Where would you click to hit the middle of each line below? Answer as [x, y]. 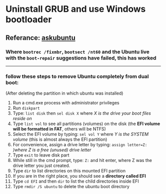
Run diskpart [26, 108]
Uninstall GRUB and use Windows [76, 9]
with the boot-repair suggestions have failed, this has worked [81, 58]
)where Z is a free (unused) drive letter [52, 150]
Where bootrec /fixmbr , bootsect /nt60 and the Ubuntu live [78, 52]
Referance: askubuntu [41, 38]
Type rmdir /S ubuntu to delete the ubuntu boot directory [71, 187]
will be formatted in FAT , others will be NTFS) [59, 129]
